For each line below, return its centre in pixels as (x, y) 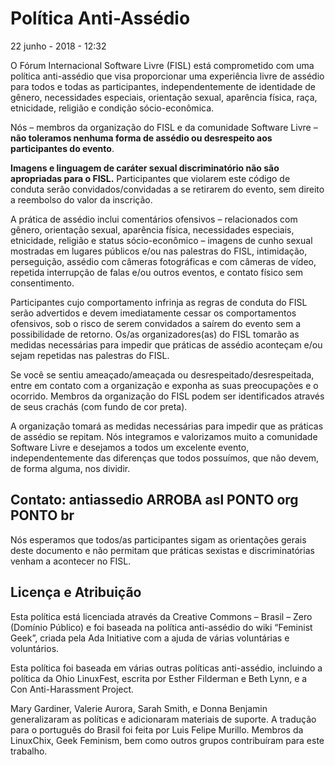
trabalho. (29, 751)
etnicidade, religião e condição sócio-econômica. (112, 108)
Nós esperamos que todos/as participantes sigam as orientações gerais (158, 539)
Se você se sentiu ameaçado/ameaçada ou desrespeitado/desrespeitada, (162, 374)
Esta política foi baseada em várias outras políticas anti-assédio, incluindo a (166, 668)
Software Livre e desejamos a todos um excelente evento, (130, 447)
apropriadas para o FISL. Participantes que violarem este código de (150, 178)
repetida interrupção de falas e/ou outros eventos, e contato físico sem (157, 272)
